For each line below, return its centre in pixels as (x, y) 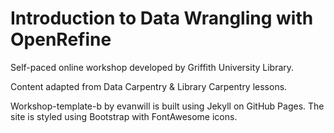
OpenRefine (61, 39)
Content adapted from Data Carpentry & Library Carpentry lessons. (149, 86)
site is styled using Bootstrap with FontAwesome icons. (124, 116)
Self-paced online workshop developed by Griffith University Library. (152, 67)
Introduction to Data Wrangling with (162, 18)
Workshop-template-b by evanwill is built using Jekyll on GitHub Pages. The (167, 106)
